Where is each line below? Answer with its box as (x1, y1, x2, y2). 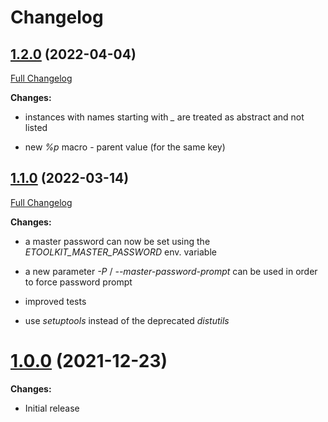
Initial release (24, 402, 80, 414)
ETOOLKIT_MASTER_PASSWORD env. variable (24, 246, 217, 258)
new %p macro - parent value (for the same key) (24, 141, 226, 153)
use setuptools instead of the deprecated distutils (24, 314, 230, 326)
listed (24, 122, 48, 133)
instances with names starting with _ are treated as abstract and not (24, 111, 305, 123)
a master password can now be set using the (24, 235, 211, 247)
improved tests (24, 295, 87, 307)
